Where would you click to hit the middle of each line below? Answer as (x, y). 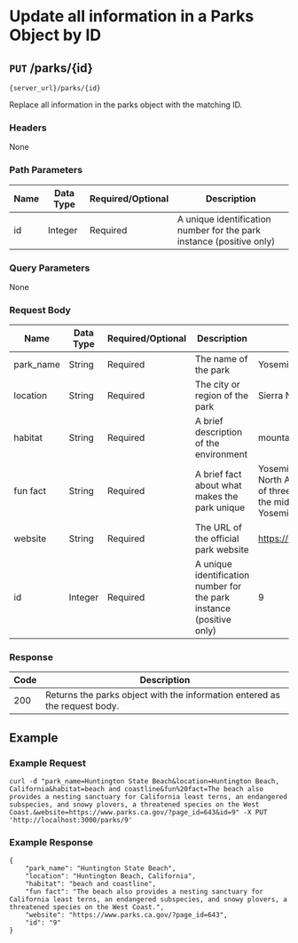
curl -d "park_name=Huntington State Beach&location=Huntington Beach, (144, 782)
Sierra (271, 396)
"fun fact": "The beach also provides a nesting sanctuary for (145, 892)
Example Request (47, 763)
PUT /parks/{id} (51, 68)
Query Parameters (50, 268)
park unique (220, 507)
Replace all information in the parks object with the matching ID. (126, 105)
